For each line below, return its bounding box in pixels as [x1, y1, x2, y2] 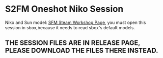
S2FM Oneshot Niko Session [5, 3, 124, 15]
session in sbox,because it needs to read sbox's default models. [5, 24, 135, 30]
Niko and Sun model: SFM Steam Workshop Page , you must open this [5, 19, 146, 25]
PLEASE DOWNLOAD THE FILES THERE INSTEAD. [5, 46, 159, 55]
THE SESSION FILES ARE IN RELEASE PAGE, [5, 39, 140, 47]
